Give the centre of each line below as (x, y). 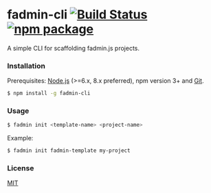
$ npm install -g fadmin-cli (49, 93)
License (21, 168)
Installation (26, 66)
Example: (20, 138)
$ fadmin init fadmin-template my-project (69, 151)
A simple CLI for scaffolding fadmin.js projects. (73, 48)
